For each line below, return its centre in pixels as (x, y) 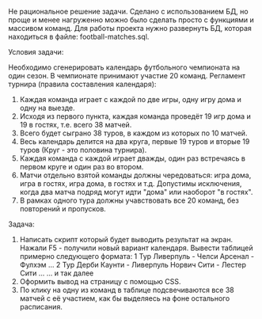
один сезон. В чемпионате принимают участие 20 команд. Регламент (127, 76)
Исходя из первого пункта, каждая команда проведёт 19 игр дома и (135, 116)
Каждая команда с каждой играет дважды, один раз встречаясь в (133, 158)
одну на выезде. (47, 108)
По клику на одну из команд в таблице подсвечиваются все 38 (127, 290)
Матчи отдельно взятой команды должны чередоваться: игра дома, (135, 175)
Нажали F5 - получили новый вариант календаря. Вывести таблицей (136, 248)
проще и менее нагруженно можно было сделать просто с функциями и (131, 20)
